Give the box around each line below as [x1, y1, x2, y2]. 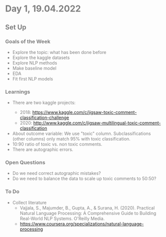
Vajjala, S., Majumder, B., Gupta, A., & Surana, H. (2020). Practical [19, 204, 155, 210]
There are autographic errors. [12, 146, 74, 152]
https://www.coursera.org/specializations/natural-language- [19, 220, 144, 226]
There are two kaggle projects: [12, 99, 76, 105]
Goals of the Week [5, 38, 51, 45]
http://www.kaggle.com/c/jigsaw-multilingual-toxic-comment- [33, 120, 161, 126]
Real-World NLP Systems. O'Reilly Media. [19, 215, 105, 221]
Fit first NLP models [12, 75, 53, 81]
